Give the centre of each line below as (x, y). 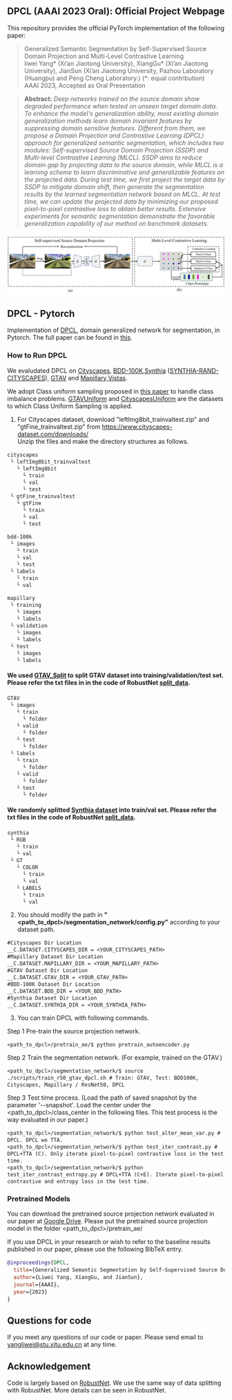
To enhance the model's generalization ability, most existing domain (121, 113)
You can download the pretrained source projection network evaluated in (111, 1214)
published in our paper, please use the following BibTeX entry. (95, 1250)
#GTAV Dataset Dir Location (48, 971)
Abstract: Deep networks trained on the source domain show (112, 99)
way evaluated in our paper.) (48, 1120)
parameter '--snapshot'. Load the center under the (79, 1105)
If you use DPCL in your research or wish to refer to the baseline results (109, 1242)
